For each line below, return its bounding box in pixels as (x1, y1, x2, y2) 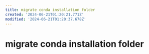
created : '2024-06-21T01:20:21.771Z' (5, 12, 84, 17)
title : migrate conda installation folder (5, 7, 95, 12)
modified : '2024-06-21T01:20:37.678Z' (5, 16, 86, 21)
